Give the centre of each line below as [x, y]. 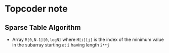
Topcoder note [36, 9]
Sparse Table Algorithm [43, 28]
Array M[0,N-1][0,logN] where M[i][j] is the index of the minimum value [88, 39]
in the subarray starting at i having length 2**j [61, 45]
